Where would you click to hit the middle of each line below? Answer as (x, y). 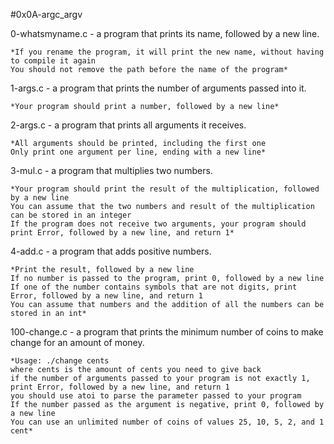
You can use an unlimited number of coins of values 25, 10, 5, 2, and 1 (167, 422)
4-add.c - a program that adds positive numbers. (111, 251)
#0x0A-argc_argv (46, 14)
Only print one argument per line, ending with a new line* (138, 152)
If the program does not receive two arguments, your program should (158, 224)
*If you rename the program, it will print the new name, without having (167, 52)
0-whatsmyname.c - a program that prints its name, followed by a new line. (165, 33)
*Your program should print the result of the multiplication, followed (165, 189)
